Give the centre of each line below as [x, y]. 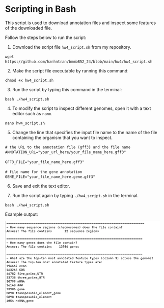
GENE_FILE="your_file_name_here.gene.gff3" [50, 177]
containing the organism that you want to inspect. [62, 137]
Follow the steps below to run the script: [46, 37]
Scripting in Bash [41, 9]
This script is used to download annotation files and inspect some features [81, 23]
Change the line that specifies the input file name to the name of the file [85, 132]
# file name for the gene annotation [44, 172]
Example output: [22, 214]
